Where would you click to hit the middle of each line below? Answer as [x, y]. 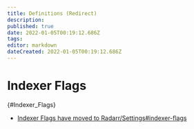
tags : [15, 39]
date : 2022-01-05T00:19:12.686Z [54, 33]
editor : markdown [32, 45]
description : [26, 20]
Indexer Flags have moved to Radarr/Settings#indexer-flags [102, 118]
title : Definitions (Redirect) [52, 13]
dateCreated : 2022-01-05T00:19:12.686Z [65, 52]
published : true [30, 26]
